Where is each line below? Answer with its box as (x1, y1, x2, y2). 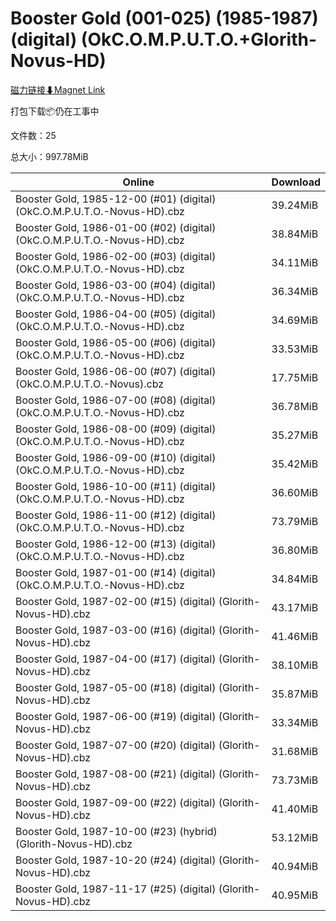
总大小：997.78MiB (10, 150, 89, 162)
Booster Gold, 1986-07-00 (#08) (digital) (15, 393, 217, 407)
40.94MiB (271, 859, 319, 873)
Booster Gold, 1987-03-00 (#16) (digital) (15, 623, 217, 637)
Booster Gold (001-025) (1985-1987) (10, 7, 319, 30)
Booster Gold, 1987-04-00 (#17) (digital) (15, 652, 217, 666)
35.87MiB (271, 687, 319, 701)
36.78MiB (271, 399, 319, 413)
